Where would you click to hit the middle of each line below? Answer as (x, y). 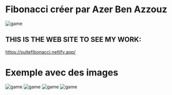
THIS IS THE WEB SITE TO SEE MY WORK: (73, 40)
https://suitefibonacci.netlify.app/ (41, 52)
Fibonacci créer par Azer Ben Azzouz (86, 9)
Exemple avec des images (62, 72)
